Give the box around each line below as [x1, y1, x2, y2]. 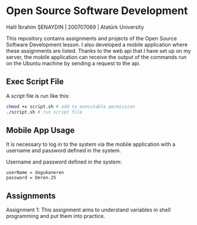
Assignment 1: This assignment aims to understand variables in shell [6, 206, 171, 213]
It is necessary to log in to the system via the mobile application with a [6, 141, 176, 148]
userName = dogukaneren [6, 170, 64, 176]
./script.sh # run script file [6, 109, 83, 115]
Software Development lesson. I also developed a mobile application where [6, 41, 188, 48]
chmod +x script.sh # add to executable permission [6, 104, 135, 110]
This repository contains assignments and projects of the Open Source [6, 35, 177, 42]
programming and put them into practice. [6, 213, 106, 220]
